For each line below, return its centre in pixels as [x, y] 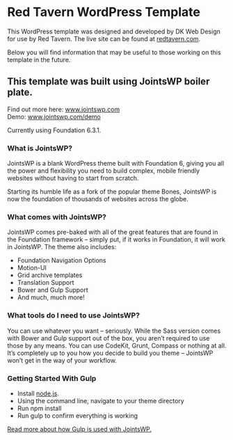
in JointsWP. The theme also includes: [62, 247]
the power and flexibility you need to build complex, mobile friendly [104, 171]
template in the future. [39, 59]
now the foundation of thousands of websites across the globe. [98, 199]
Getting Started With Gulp [52, 378]
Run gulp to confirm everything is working [77, 416]
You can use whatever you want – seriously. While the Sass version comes [114, 331]
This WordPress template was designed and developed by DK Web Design [114, 31]
